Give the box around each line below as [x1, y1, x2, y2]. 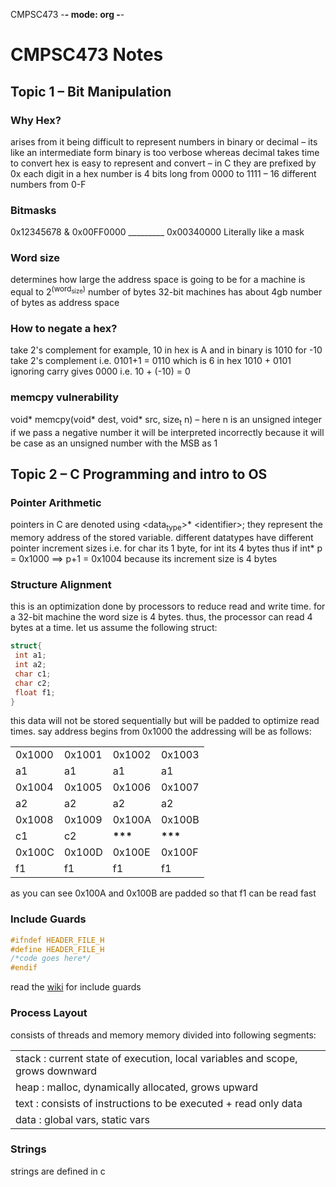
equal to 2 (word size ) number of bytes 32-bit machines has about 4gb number [10, 284, 323, 298]
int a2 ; [14, 660, 47, 670]
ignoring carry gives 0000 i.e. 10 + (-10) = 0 [10, 365, 191, 378]
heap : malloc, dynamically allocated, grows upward [15, 1080, 259, 1094]
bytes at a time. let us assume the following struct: [10, 622, 218, 634]
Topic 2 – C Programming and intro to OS [10, 465, 268, 483]
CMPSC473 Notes [10, 44, 164, 66]
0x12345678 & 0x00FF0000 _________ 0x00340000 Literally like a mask [10, 226, 305, 238]
